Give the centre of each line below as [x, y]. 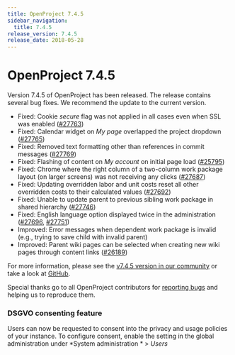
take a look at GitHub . [39, 273]
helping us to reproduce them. [51, 295]
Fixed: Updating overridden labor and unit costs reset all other [108, 185]
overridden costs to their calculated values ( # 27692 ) [94, 192]
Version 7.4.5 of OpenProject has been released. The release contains [109, 95]
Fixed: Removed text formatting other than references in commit [111, 147]
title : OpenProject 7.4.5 [45, 14]
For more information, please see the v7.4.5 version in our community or [113, 266]
